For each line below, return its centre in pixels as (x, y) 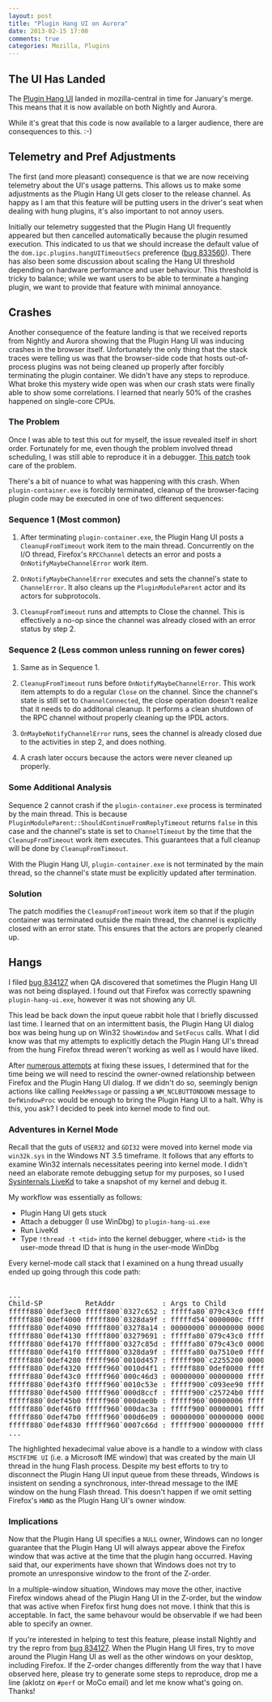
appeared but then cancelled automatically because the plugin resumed (128, 235)
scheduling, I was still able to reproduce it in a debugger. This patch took (130, 457)
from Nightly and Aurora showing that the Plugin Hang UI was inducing (126, 341)
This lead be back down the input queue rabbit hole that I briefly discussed (134, 1015)
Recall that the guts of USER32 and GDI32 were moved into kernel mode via (131, 1147)
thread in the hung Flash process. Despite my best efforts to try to (118, 1466)
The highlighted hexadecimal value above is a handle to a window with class (136, 1449)
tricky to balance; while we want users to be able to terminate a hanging (129, 278)
